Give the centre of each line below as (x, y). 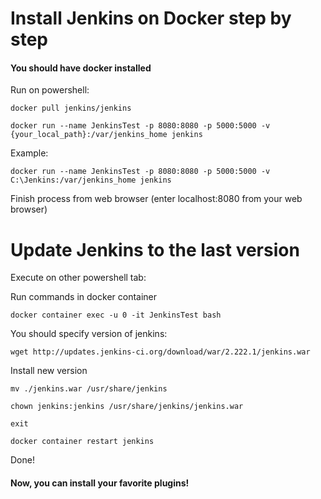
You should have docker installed (81, 68)
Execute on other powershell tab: (78, 278)
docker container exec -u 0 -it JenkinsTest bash (116, 315)
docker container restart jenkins (82, 442)
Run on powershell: (50, 90)
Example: (29, 153)
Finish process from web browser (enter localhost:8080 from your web (156, 199)
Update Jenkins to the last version (155, 249)
